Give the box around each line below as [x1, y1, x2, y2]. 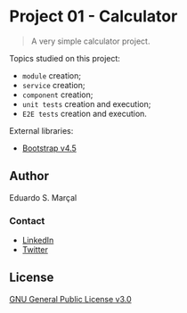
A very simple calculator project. [30, 36, 150, 46]
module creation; [21, 70, 82, 81]
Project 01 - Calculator [9, 6, 178, 27]
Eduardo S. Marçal [9, 192, 77, 202]
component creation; [21, 89, 93, 100]
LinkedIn [21, 235, 54, 246]
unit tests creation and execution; [21, 98, 151, 109]
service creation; [21, 79, 85, 90]
